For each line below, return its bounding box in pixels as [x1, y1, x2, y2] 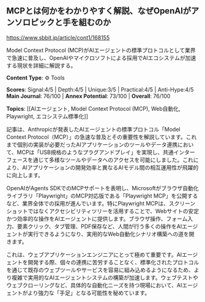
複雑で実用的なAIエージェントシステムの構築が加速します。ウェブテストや [11, 274, 199, 281]
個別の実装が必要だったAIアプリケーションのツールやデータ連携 [17, 141, 178, 148]
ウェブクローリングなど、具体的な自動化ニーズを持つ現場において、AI [6, 281, 182, 289]
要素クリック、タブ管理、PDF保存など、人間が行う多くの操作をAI [17, 223, 182, 230]
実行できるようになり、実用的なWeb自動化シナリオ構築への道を [27, 230, 189, 237]
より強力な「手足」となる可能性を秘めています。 [27, 289, 151, 296]
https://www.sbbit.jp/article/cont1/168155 [6, 34, 110, 41]
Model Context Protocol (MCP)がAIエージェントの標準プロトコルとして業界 [6, 46, 196, 54]
